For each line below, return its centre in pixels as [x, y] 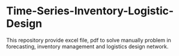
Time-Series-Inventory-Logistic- [90, 11]
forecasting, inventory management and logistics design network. [87, 46]
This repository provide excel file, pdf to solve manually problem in [89, 40]
